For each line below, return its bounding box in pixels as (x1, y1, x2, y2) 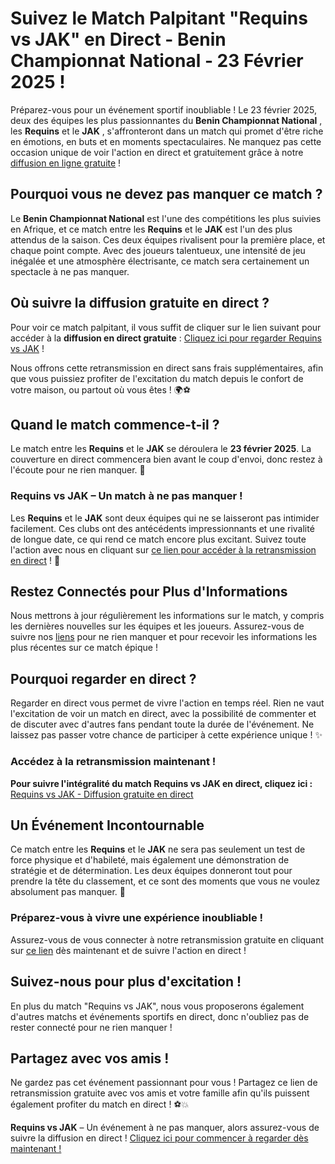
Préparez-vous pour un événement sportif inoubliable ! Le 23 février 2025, (10, 103, 317, 116)
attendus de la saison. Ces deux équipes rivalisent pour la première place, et (10, 233, 326, 246)
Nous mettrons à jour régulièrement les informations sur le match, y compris (10, 610, 325, 622)
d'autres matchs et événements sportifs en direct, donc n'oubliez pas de (10, 1010, 310, 1022)
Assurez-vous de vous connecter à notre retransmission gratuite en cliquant (10, 933, 325, 946)
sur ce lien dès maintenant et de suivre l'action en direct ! (10, 944, 247, 956)
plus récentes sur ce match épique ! (10, 642, 158, 654)
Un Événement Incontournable (10, 817, 205, 834)
